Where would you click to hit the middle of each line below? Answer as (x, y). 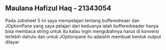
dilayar (12, 42)
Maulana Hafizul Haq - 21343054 (58, 8)
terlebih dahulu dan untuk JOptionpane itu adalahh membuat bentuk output (83, 36)
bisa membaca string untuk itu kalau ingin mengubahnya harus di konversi (82, 31)
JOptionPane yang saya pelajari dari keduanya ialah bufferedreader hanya (82, 26)
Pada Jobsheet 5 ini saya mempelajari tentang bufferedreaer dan (72, 20)
